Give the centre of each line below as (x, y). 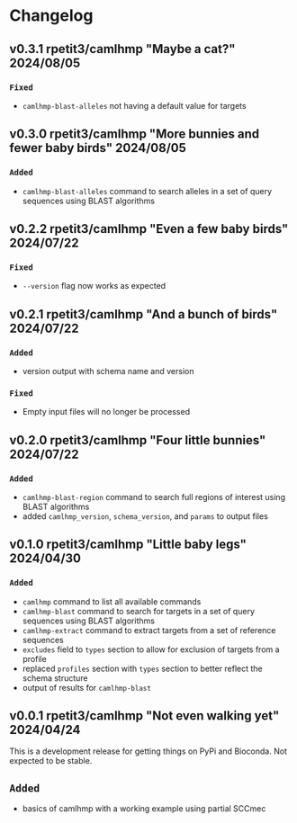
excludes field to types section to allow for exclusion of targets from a (151, 649)
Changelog (51, 16)
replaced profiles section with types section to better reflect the (142, 668)
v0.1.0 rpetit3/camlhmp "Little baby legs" (128, 545)
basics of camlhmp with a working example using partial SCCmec (144, 809)
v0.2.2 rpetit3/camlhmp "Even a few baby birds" (149, 229)
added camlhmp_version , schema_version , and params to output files (145, 516)
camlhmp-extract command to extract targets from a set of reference (149, 630)
